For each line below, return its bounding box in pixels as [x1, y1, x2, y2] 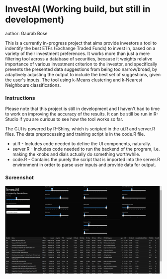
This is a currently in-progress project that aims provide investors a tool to [5, 40, 157, 46]
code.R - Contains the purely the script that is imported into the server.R [12, 157, 160, 163]
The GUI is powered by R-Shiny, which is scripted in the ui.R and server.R [5, 126, 155, 132]
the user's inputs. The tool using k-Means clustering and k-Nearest [5, 77, 143, 83]
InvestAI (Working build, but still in [5, 3, 151, 15]
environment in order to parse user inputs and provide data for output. [12, 162, 156, 168]
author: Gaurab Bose [5, 30, 48, 36]
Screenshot [5, 174, 34, 181]
